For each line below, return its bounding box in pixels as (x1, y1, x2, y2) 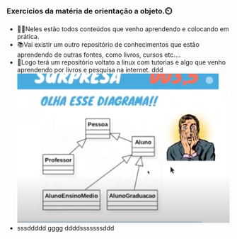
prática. (16, 33, 40, 41)
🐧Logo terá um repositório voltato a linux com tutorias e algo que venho (16, 58, 226, 67)
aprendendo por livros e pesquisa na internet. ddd (16, 66, 163, 74)
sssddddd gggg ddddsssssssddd (16, 224, 115, 233)
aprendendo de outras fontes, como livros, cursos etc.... (16, 50, 181, 59)
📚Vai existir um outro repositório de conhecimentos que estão (16, 40, 200, 49)
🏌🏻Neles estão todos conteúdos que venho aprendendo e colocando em (16, 25, 229, 33)
